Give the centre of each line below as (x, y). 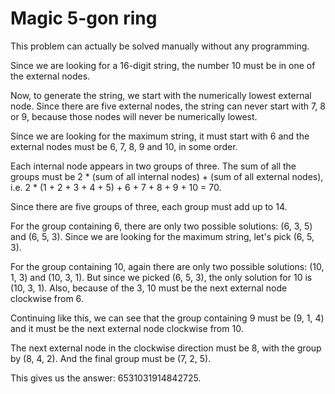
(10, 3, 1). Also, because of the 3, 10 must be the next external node (149, 288)
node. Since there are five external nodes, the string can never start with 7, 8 (168, 106)
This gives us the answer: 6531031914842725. (106, 378)
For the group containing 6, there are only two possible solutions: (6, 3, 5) (161, 226)
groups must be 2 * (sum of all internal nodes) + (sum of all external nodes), (167, 176)
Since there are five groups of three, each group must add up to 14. (149, 206)
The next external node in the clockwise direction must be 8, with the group (166, 348)
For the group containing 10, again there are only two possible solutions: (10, (167, 266)
